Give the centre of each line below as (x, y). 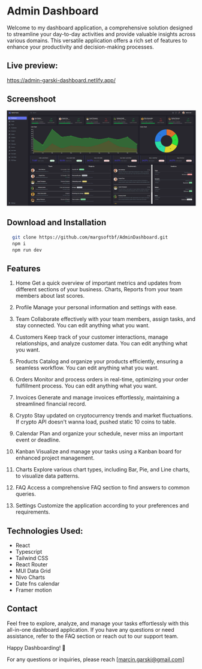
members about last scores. (50, 296)
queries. (26, 494)
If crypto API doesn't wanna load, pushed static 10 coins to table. (96, 422)
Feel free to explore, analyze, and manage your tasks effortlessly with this (98, 623)
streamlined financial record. (51, 404)
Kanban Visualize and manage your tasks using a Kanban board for (98, 452)
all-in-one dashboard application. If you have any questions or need (91, 629)
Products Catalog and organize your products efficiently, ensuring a (99, 362)
